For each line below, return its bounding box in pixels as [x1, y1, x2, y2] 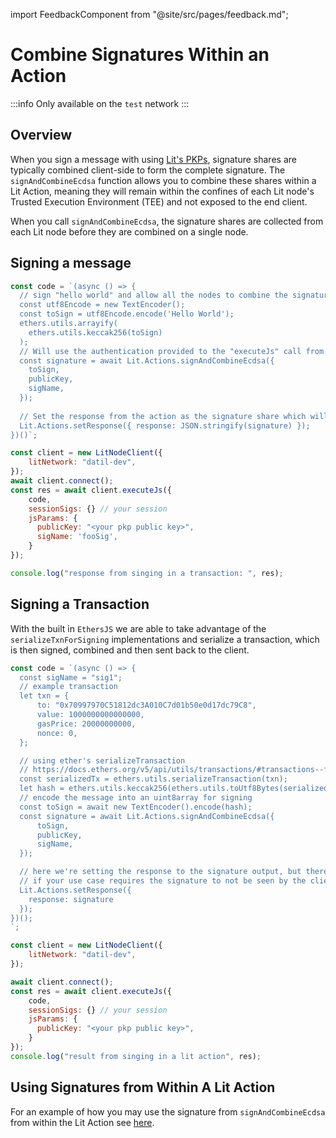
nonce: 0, [36, 728, 78, 738]
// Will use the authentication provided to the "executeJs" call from [19, 346, 325, 356]
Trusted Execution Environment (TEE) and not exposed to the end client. [10, 195, 308, 208]
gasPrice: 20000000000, [36, 719, 137, 729]
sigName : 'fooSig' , [36, 532, 118, 542]
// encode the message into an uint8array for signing [19, 793, 253, 803]
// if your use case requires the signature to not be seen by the [19, 876, 307, 886]
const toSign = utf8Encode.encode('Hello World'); [19, 309, 235, 319]
